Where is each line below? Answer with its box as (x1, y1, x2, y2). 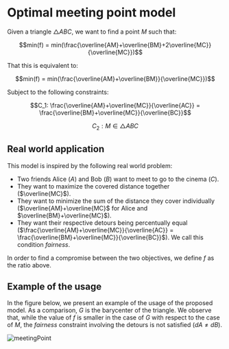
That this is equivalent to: (7, 61, 79, 69)
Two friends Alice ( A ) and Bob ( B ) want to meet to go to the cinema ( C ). (16, 175, 219, 183)
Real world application (7, 143, 105, 155)
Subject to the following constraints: (7, 88, 109, 96)
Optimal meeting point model (7, 5, 176, 21)
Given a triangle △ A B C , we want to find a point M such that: (7, 27, 177, 36)
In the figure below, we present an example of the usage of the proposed (7, 299, 213, 307)
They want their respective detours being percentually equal (16, 218, 188, 227)
